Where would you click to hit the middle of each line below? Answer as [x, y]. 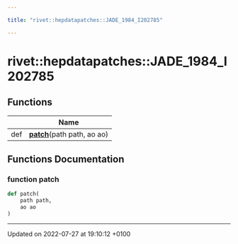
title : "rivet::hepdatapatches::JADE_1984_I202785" [85, 20]
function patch [33, 179]
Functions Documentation [66, 159]
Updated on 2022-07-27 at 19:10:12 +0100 [69, 233]
